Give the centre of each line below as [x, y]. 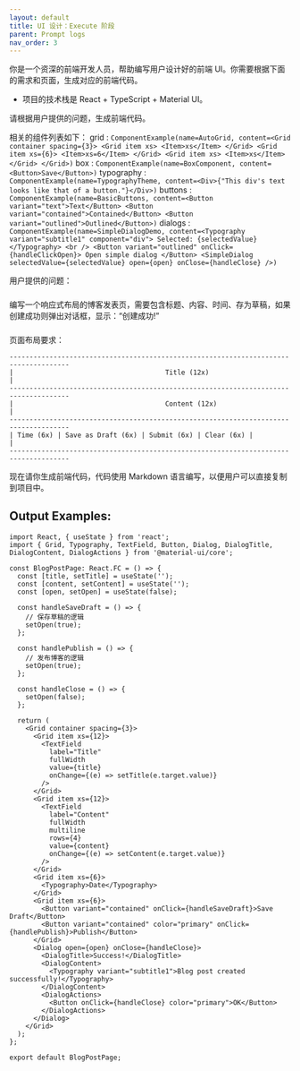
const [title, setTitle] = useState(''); [96, 576]
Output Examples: [60, 516]
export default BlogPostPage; [66, 1058]
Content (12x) [191, 404]
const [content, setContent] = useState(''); [104, 584]
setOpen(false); [56, 697]
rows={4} [65, 838]
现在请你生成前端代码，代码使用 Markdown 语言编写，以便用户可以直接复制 [148, 476]
